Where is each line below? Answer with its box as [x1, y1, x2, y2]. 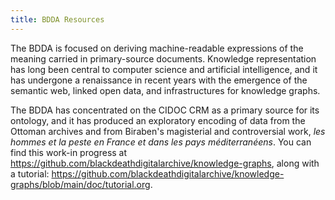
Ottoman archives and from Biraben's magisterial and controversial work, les [10, 125, 326, 137]
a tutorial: [10, 167, 50, 180]
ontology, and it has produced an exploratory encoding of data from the [10, 114, 306, 126]
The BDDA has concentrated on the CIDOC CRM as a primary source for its [10, 104, 320, 116]
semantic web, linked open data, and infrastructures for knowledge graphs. [10, 84, 321, 96]
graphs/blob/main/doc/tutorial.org [10, 178, 151, 190]
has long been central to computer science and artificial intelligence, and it [10, 63, 318, 75]
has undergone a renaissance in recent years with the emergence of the [10, 74, 308, 86]
